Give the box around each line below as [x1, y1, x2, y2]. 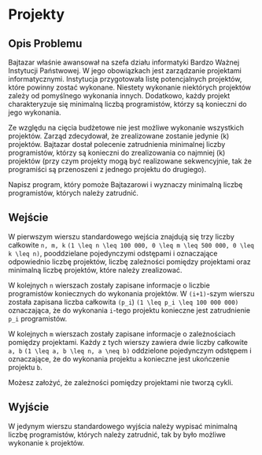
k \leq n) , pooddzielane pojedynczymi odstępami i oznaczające [8, 248, 218, 258]
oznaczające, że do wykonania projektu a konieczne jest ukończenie [8, 354, 230, 363]
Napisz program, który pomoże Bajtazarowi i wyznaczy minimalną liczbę [8, 180, 243, 189]
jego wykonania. [8, 108, 61, 117]
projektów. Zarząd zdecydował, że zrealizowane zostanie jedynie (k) [8, 131, 230, 141]
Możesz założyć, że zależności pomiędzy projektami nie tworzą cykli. [8, 377, 234, 387]
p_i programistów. [8, 314, 68, 323]
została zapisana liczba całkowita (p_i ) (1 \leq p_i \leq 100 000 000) [8, 297, 239, 306]
